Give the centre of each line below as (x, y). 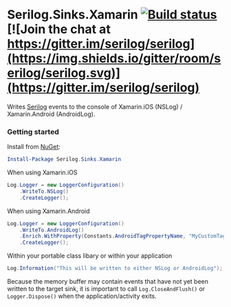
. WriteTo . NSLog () (44, 191)
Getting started (33, 132)
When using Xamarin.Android (49, 211)
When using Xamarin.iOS (42, 172)
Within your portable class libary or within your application (90, 256)
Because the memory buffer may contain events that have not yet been (108, 282)
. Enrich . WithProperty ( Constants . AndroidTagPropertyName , (103, 236)
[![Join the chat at (59, 29)
